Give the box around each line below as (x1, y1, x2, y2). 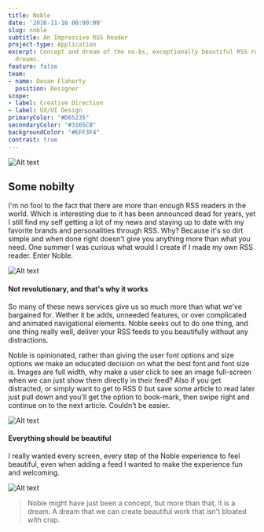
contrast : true (8, 135, 58, 144)
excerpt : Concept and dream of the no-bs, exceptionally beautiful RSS (8, 48, 247, 56)
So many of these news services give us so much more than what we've (8, 302, 242, 311)
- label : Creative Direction (8, 99, 104, 107)
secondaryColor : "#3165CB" (8, 121, 97, 129)
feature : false (8, 63, 58, 71)
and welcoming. (8, 468, 60, 477)
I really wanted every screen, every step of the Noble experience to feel (8, 451, 240, 460)
